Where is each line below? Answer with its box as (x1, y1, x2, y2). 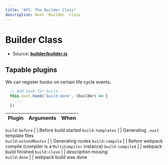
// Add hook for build (10, 89, 58, 94)
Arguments (29, 114, 57, 121)
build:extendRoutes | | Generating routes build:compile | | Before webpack (5, 138, 163, 144)
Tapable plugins (5, 65, 58, 74)
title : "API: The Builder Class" (5, 7, 76, 13)
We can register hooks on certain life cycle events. (5, 79, 111, 85)
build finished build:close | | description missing (5, 148, 108, 155)
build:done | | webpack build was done (5, 154, 88, 160)
